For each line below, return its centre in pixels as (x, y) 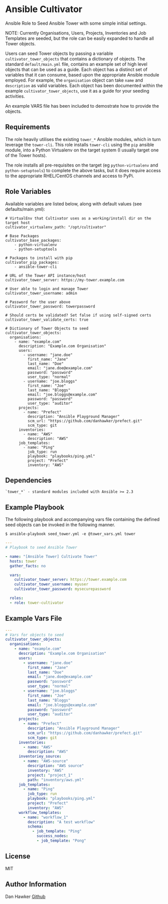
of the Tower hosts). (26, 155)
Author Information (36, 884)
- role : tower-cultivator (37, 602)
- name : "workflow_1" (46, 817)
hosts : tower (23, 561)
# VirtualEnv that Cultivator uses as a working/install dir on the (78, 218)
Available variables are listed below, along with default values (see (73, 204)
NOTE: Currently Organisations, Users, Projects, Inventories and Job (76, 33)
